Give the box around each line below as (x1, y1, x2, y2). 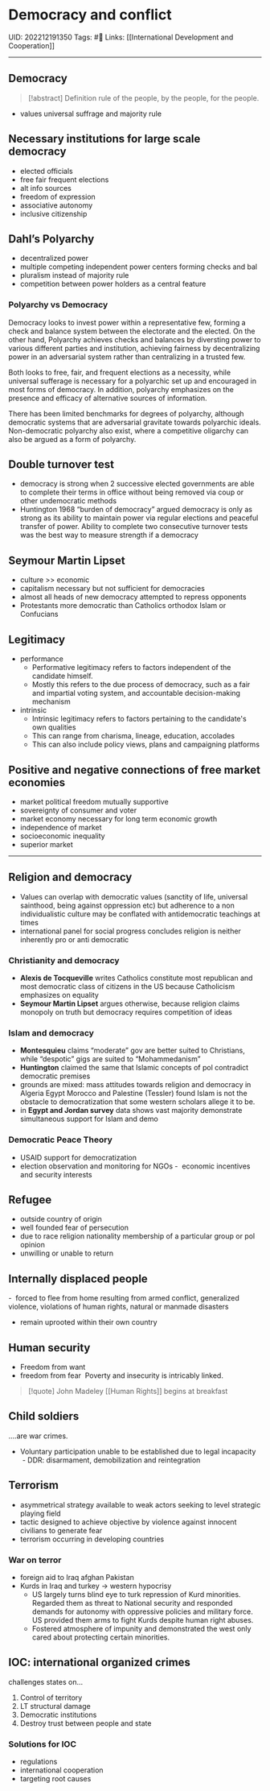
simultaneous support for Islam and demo (19, 1114, 158, 1124)
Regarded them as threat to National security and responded (31, 1598, 233, 1607)
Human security (8, 1341, 91, 1355)
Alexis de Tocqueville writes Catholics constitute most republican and (19, 973, 253, 983)
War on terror (8, 1554, 62, 1566)
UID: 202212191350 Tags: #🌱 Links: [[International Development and (8, 32, 234, 42)
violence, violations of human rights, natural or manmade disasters (8, 1302, 229, 1312)
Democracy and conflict (8, 6, 172, 24)
